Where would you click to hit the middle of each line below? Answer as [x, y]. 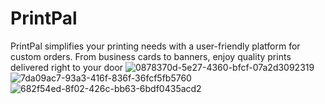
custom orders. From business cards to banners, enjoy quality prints [151, 56]
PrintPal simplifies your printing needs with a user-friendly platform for [155, 46]
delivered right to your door [67, 67]
